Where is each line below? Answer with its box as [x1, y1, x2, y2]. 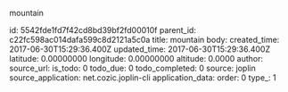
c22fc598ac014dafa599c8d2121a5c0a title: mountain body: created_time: [9, 35, 280, 45]
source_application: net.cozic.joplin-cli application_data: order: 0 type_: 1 [9, 72, 276, 83]
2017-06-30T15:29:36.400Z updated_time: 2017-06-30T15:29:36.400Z [9, 44, 271, 54]
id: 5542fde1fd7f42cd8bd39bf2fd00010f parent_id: [9, 25, 196, 35]
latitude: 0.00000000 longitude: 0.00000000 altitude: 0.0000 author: [9, 54, 263, 63]
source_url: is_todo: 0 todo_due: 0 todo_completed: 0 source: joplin [9, 63, 256, 73]
